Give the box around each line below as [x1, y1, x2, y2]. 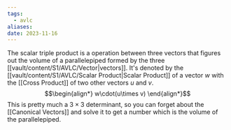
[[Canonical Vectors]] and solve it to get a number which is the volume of [7, 108, 218, 116]
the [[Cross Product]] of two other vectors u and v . [7, 78, 154, 87]
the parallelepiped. [7, 115, 62, 124]
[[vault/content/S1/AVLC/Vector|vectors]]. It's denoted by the [7, 64, 184, 72]
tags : [7, 10, 23, 17]
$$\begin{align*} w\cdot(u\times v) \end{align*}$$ [44, 89, 191, 98]
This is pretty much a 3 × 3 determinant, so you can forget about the [7, 101, 204, 109]
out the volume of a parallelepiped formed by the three [7, 57, 165, 65]
